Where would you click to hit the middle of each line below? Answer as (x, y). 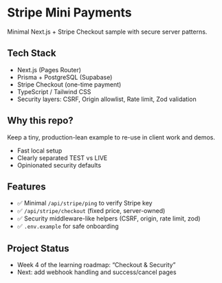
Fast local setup (40, 150)
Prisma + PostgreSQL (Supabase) (65, 77)
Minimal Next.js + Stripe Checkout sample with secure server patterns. (107, 32)
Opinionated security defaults (59, 165)
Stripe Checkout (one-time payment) (69, 84)
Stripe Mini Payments (69, 13)
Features (26, 186)
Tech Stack (32, 53)
